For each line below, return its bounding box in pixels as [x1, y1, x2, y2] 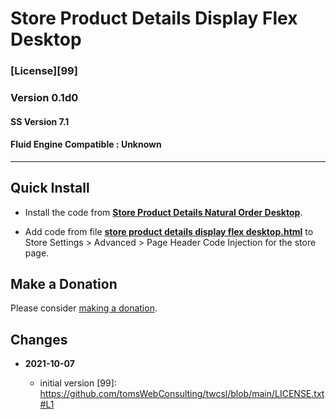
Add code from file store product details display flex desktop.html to [24, 225, 314, 237]
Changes [10, 331, 68, 348]
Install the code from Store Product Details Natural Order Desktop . [24, 206, 303, 218]
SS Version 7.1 [10, 115, 70, 127]
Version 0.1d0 [10, 91, 79, 105]
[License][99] [10, 64, 78, 78]
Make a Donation [10, 276, 118, 293]
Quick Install [10, 180, 90, 197]
